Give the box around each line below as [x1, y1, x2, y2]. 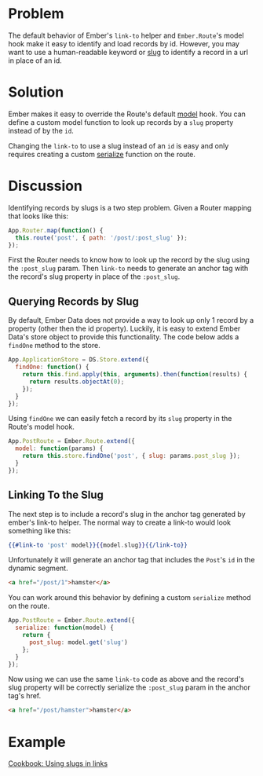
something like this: [8, 525, 71, 535]
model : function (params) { [15, 445, 104, 452]
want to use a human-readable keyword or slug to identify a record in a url [8, 47, 249, 57]
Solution [8, 83, 64, 101]
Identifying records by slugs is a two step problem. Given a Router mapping [8, 203, 252, 212]
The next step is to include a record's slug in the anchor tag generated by [8, 509, 246, 518]
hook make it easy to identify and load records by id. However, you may [8, 38, 239, 48]
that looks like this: [8, 211, 69, 221]
